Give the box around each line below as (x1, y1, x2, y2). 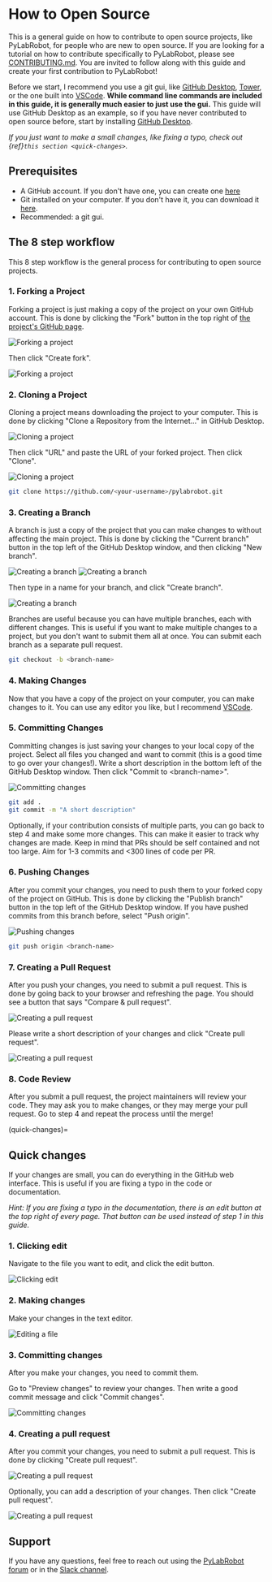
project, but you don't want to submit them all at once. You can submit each (8, 631, 261, 642)
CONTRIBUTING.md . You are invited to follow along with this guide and (8, 58, 246, 67)
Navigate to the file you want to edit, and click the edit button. (8, 1259, 215, 1269)
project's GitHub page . (8, 322, 84, 331)
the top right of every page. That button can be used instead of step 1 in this (8, 1212, 264, 1221)
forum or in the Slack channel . (8, 1565, 110, 1575)
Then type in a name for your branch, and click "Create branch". (8, 582, 223, 593)
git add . (8, 797, 42, 806)
